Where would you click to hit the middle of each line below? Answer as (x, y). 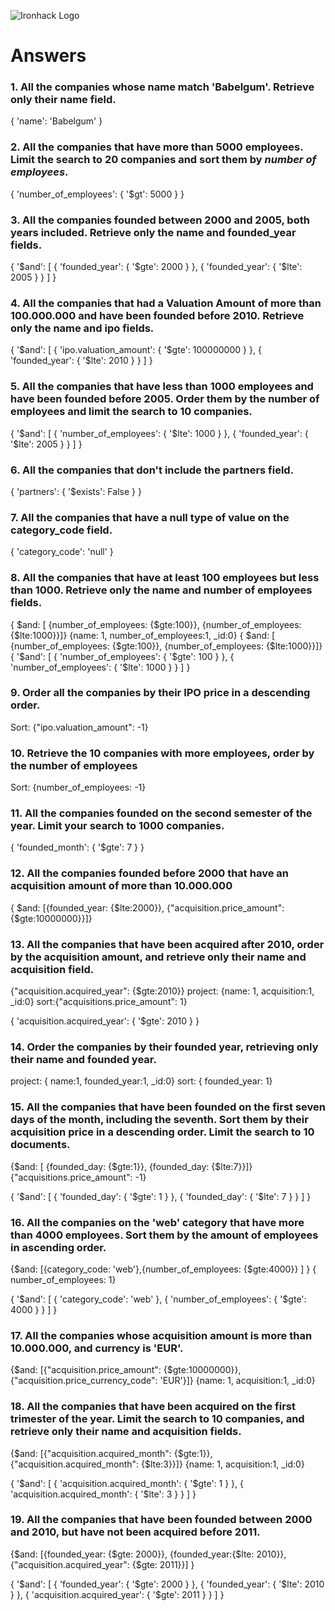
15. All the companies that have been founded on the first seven (168, 1107)
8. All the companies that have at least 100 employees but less (165, 578)
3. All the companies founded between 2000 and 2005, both (160, 220)
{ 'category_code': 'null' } (62, 552)
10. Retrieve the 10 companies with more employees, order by (162, 753)
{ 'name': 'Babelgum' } (56, 121)
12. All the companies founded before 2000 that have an (149, 873)
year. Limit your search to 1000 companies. (117, 826)
